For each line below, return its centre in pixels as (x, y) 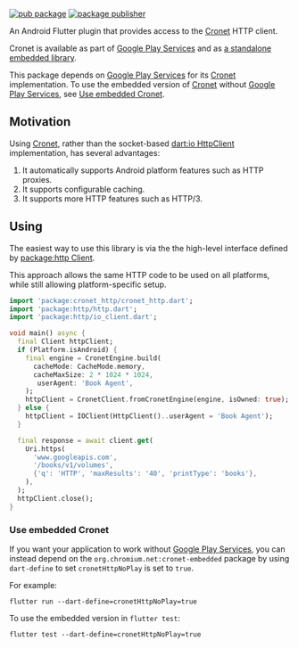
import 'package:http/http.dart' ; (74, 309)
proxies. (37, 179)
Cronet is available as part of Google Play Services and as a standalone (141, 48)
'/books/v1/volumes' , (73, 465)
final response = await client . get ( (85, 440)
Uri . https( (46, 449)
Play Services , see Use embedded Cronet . (87, 94)
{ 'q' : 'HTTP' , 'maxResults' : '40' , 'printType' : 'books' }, (145, 474)
